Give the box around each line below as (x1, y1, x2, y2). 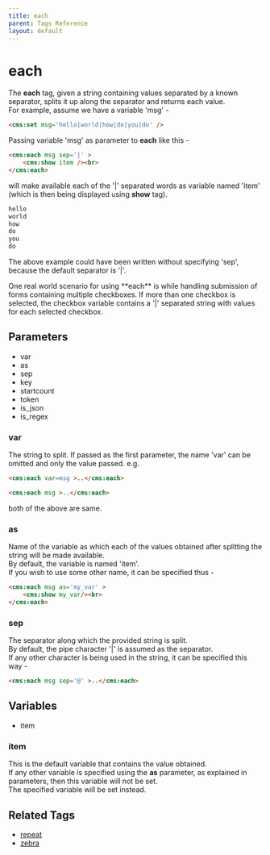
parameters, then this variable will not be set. (8, 776, 159, 786)
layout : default (8, 27, 63, 35)
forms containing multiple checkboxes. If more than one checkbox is (8, 290, 236, 299)
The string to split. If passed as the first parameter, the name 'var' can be (8, 450, 251, 460)
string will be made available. (8, 550, 105, 561)
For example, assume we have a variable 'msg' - (8, 106, 169, 115)
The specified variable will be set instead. (8, 785, 147, 795)
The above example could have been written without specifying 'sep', (8, 257, 239, 267)
